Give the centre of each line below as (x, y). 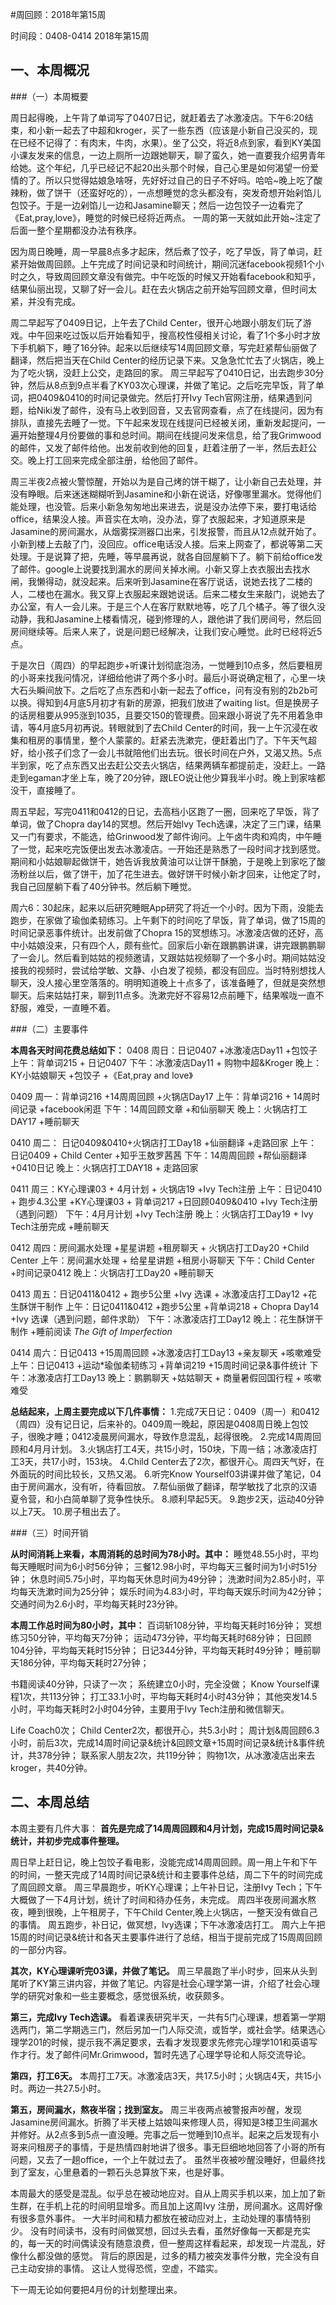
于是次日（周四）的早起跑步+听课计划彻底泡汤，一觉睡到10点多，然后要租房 (166, 665)
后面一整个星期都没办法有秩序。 (76, 230)
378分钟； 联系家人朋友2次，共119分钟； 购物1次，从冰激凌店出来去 (176, 1755)
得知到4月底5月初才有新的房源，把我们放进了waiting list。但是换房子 (178, 702)
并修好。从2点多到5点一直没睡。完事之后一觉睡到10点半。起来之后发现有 (160, 2134)
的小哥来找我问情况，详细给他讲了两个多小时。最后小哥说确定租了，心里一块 (168, 677)
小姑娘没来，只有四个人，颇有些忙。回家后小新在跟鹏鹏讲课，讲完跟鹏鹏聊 (172, 945)
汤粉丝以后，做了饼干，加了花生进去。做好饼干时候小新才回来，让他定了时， (168, 874)
